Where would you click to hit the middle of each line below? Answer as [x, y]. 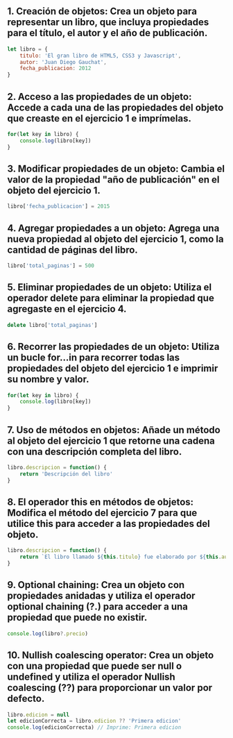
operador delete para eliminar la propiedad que [111, 298]
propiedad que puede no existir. [77, 618]
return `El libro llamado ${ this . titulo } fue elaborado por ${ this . [121, 557]
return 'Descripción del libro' [66, 474]
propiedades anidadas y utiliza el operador [101, 596]
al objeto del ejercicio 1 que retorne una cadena [111, 441]
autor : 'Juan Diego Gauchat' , [63, 62]
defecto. [26, 699]
